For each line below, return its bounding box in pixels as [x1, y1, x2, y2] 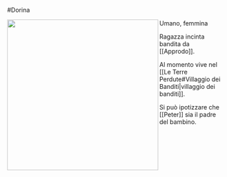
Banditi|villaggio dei [159, 83, 215, 90]
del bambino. [159, 118, 197, 126]
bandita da [159, 40, 190, 48]
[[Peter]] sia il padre [159, 110, 216, 118]
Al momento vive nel [159, 61, 217, 68]
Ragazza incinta [159, 32, 205, 41]
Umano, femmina [159, 19, 208, 27]
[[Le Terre [159, 68, 188, 76]
